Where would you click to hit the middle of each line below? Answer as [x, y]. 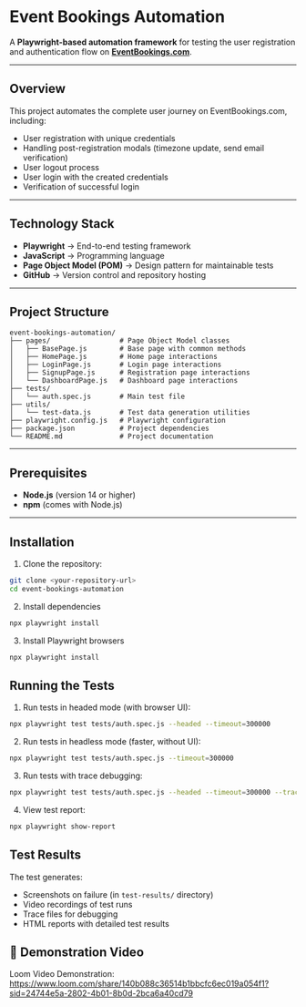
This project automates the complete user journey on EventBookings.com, [148, 110]
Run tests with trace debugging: [82, 776]
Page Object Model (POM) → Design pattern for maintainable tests [148, 265]
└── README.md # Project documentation [112, 437]
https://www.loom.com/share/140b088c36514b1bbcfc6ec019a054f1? [139, 984]
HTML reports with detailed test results [96, 923]
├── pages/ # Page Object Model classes [120, 341]
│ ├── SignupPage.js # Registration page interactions [130, 373]
